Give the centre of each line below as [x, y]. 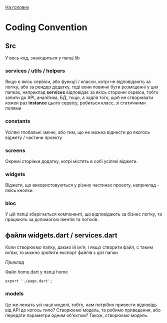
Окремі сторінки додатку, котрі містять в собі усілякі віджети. [71, 161]
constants [18, 121]
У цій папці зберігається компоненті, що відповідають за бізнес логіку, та [84, 214]
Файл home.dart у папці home [37, 272]
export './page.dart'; [29, 281]
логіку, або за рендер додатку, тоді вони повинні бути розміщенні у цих [82, 87]
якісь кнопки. [19, 190]
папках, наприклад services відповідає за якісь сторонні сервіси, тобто [82, 92]
